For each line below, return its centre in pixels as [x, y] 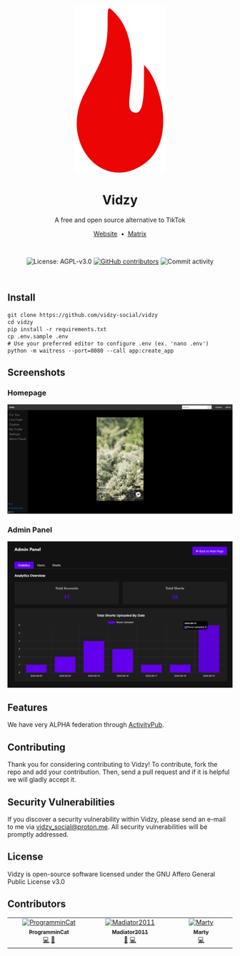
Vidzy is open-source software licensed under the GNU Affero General [111, 874]
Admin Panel [30, 530]
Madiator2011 [130, 932]
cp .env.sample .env [38, 336]
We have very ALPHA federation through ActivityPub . [86, 725]
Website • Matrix [120, 233]
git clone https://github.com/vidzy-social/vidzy [83, 315]
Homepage [27, 393]
